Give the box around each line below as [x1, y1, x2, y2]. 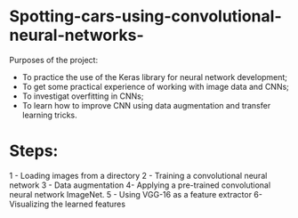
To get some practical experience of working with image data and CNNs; [21, 81, 289, 92]
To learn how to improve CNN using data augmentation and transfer [21, 100, 271, 110]
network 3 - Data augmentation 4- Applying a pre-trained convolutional [9, 180, 271, 190]
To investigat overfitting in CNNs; [21, 91, 144, 101]
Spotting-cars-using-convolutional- [9, 6, 282, 27]
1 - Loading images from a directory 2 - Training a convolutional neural [9, 170, 268, 181]
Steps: [9, 141, 59, 161]
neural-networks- [9, 25, 144, 45]
